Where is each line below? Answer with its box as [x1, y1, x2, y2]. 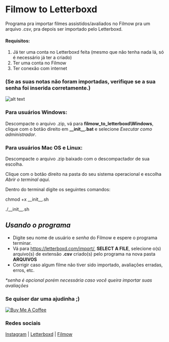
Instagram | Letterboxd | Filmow [5, 331, 73, 337]
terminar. [12, 240, 32, 246]
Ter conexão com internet [12, 65, 68, 72]
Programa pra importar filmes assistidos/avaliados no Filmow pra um [5, 20, 151, 27]
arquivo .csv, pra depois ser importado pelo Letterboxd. [5, 26, 123, 32]
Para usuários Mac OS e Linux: [5, 144, 83, 151]
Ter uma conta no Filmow [12, 60, 67, 66]
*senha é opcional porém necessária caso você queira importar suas [5, 277, 153, 283]
